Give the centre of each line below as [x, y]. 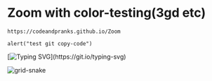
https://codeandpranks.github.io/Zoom [64, 31]
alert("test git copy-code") [50, 43]
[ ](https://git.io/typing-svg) [67, 57]
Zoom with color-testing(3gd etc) [107, 13]
